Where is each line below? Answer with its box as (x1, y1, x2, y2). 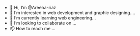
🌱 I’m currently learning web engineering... (9, 15, 96, 20)
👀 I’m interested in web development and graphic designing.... (9, 10, 135, 16)
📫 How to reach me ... (9, 26, 56, 31)
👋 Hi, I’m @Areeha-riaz (9, 5, 56, 10)
